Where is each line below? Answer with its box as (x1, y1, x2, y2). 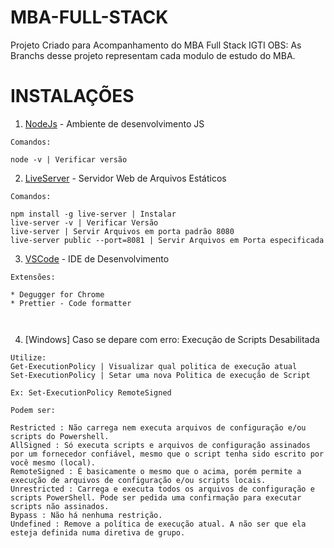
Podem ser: (10, 405, 56, 415)
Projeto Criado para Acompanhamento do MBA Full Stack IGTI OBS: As (10, 39, 302, 51)
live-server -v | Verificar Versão (10, 217, 159, 228)
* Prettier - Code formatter (10, 298, 132, 308)
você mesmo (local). (10, 457, 97, 468)
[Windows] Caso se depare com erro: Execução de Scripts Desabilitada (24, 333, 320, 345)
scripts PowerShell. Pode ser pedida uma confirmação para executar (10, 492, 302, 503)
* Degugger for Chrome (10, 289, 105, 300)
